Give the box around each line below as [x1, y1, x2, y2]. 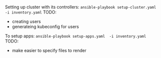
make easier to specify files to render [12, 48, 87, 53]
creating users [12, 19, 41, 24]
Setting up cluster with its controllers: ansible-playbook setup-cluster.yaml [5, 4, 156, 10]
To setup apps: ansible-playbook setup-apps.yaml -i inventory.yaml [5, 33, 146, 39]
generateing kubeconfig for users [12, 24, 79, 29]
